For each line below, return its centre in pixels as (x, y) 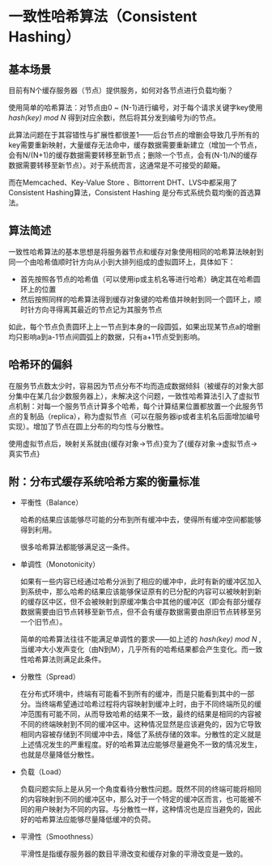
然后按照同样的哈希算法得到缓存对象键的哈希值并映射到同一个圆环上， (137, 299)
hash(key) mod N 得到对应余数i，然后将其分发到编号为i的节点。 (115, 117)
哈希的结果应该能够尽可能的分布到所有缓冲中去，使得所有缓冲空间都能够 (140, 520)
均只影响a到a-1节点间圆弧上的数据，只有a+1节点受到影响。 (106, 336)
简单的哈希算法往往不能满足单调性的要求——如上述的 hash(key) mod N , (140, 639)
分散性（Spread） (50, 676)
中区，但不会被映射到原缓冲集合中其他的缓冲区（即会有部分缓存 (155, 602)
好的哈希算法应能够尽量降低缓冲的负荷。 (87, 820)
